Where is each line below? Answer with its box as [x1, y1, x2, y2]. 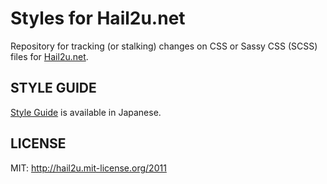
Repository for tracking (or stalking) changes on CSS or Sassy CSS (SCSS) [10, 40, 318, 52]
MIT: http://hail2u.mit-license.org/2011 [10, 162, 167, 174]
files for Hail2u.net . [10, 50, 89, 62]
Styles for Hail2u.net [10, 7, 186, 30]
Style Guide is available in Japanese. [10, 106, 162, 118]
